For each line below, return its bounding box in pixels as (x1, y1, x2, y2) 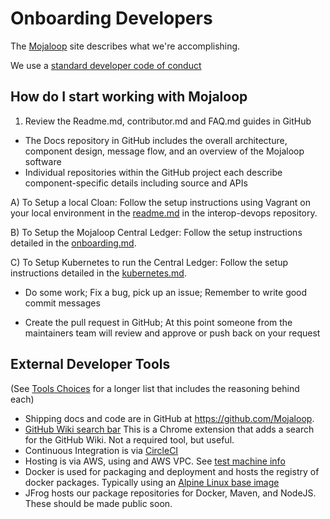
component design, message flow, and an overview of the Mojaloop (24, 145, 305, 157)
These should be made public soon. (24, 497, 173, 509)
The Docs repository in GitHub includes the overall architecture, (24, 134, 288, 146)
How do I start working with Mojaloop (10, 88, 248, 106)
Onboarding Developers (10, 7, 213, 30)
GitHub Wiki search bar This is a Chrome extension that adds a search (24, 423, 315, 435)
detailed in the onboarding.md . (10, 237, 137, 249)
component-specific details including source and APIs (24, 177, 248, 189)
